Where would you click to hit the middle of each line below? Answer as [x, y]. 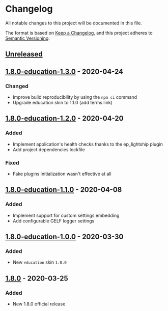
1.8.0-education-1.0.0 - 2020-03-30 [64, 237]
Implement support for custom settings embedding [66, 215]
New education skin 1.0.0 [40, 262]
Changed [17, 86]
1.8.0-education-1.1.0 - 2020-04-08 [64, 190]
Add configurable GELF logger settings [53, 221]
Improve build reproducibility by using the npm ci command [75, 97]
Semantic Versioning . [27, 38]
